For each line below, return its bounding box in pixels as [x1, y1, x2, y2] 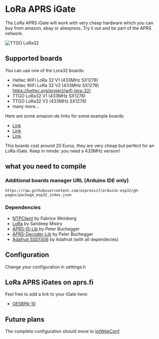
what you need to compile [5, 162, 86, 171]
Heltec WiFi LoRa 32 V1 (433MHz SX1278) [12, 77, 99, 83]
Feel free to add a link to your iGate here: [5, 291, 88, 297]
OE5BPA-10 [12, 301, 36, 307]
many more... [12, 103, 40, 109]
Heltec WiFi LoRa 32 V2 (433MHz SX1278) [12, 82, 99, 88]
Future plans [5, 315, 44, 324]
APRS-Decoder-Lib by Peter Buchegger [12, 231, 93, 237]
